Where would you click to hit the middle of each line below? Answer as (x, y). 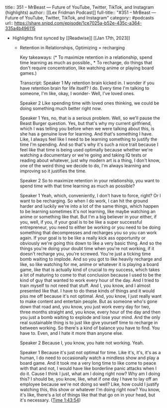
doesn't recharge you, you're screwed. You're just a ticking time (85, 254)
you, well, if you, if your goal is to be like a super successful (81, 222)
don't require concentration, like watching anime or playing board (87, 68)
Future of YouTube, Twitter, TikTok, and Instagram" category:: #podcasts (80, 18)
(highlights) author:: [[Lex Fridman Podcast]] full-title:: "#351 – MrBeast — (81, 12)
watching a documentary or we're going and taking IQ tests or (83, 155)
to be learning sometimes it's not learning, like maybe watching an (87, 211)
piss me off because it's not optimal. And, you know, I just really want (90, 296)
